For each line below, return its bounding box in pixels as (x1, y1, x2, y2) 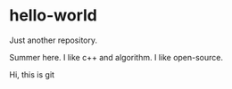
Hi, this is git (9, 69, 55, 80)
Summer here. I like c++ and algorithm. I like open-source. (9, 52, 224, 62)
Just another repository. (9, 35, 98, 45)
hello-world (9, 5, 98, 26)
